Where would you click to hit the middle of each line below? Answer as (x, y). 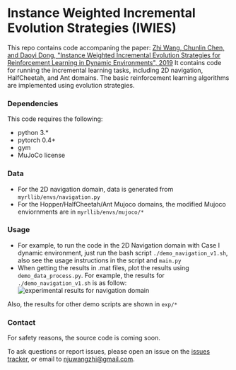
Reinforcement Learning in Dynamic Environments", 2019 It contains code (114, 62)
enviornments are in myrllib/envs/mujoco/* (81, 212)
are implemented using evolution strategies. (71, 85)
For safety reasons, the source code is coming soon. (84, 338)
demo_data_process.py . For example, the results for (91, 275)
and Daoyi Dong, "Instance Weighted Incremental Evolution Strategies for (114, 55)
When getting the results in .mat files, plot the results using (103, 267)
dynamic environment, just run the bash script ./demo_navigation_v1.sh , (123, 253)
